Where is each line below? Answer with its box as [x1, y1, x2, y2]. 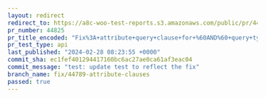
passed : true [7, 77, 51, 85]
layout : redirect [7, 11, 65, 20]
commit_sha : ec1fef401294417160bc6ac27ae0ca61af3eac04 [7, 56, 193, 64]
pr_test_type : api [7, 41, 68, 49]
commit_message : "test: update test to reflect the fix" [7, 63, 200, 71]
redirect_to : [7, 19, 51, 27]
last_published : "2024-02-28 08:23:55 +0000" [7, 48, 160, 56]
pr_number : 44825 [7, 26, 65, 34]
